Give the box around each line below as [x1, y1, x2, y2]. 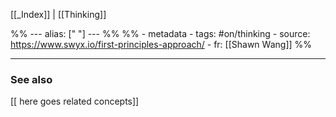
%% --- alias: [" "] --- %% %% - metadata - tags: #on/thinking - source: [10, 28, 311, 39]
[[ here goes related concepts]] [10, 95, 140, 108]
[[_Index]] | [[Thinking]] [10, 9, 107, 20]
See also [10, 72, 53, 86]
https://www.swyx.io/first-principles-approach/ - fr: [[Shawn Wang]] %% [10, 39, 313, 50]
